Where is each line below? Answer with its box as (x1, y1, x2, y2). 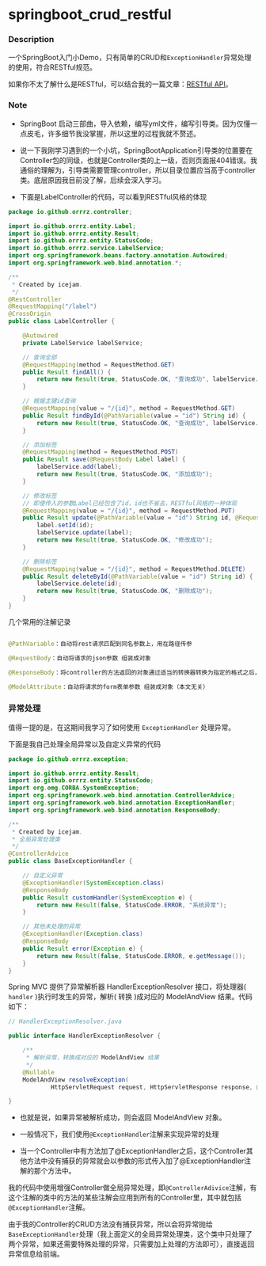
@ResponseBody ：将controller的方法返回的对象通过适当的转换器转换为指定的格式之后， (8, 668, 261, 676)
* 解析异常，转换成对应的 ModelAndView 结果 (25, 1054, 160, 1062)
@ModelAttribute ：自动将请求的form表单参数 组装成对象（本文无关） (8, 682, 209, 690)
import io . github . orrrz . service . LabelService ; (8, 244, 165, 253)
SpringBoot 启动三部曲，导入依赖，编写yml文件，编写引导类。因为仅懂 (19, 119, 251, 128)
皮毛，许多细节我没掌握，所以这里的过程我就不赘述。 (26, 128, 200, 138)
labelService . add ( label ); (36, 463, 123, 471)
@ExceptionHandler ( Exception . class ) (22, 930, 144, 938)
